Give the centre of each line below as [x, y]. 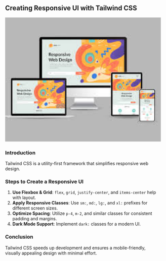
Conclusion [19, 237]
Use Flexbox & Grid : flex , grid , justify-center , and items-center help [84, 193]
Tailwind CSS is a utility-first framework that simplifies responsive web [77, 164]
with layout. [24, 197]
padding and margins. [35, 219]
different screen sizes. [35, 208]
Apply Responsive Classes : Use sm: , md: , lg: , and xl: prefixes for [80, 203]
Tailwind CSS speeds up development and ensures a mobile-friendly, [75, 248]
